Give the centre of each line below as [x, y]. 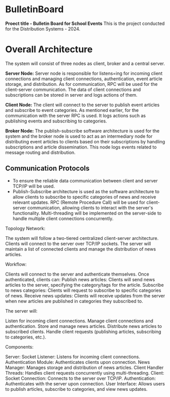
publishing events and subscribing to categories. [56, 121]
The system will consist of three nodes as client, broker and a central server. [85, 63]
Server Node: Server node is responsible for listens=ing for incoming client [84, 73]
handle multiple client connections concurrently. [63, 218]
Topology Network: [25, 228]
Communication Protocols [47, 169]
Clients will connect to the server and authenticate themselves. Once [77, 274]
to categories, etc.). [26, 337]
